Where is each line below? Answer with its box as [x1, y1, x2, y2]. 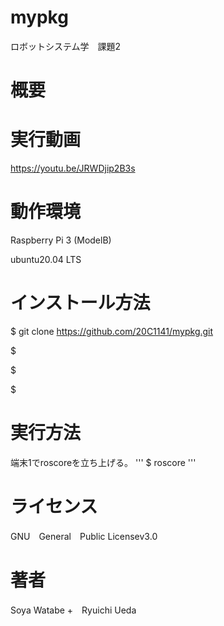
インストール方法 [10, 292, 151, 315]
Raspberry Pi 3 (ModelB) [10, 234, 112, 246]
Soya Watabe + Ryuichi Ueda [10, 604, 137, 616]
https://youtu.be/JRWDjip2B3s [10, 162, 136, 175]
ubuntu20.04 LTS [10, 254, 82, 265]
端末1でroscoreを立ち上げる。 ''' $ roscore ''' [10, 456, 197, 468]
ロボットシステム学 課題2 [10, 40, 122, 52]
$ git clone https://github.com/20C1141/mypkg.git [10, 325, 214, 337]
